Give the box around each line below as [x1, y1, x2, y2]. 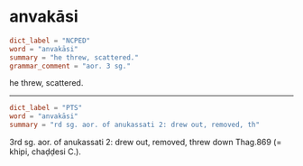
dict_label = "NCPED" [9, 36, 91, 45]
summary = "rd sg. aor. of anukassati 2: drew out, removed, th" [9, 120, 260, 130]
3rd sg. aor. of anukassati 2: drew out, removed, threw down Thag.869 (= [9, 137, 282, 148]
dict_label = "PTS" [9, 104, 83, 113]
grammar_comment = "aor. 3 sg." [9, 61, 131, 70]
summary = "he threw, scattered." [9, 52, 140, 62]
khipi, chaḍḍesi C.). [9, 146, 81, 157]
